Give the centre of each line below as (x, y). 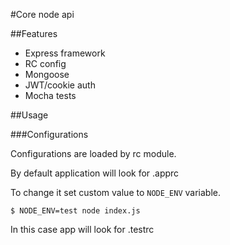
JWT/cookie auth (60, 85)
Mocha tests (50, 95)
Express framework (65, 53)
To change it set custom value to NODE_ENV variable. (115, 192)
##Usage (29, 115)
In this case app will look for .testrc (82, 229)
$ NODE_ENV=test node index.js (75, 211)
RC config (45, 63)
